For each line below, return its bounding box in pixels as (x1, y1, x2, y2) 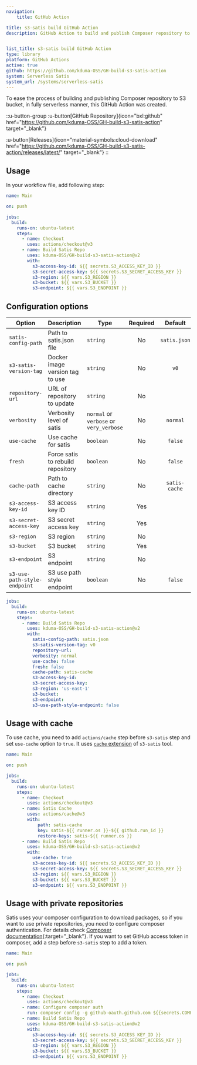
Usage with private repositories (6, 898, 124, 909)
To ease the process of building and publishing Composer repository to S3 (6, 95, 186, 102)
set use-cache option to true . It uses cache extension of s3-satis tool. (6, 740, 173, 747)
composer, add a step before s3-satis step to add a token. (6, 939, 148, 946)
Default (165, 319, 186, 327)
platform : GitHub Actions (6, 57, 69, 63)
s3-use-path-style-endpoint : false (32, 702, 119, 708)
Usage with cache (6, 718, 73, 728)
